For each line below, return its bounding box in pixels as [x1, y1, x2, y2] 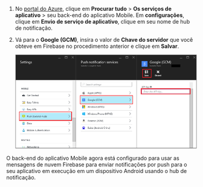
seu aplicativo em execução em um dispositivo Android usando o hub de [6, 167, 187, 174]
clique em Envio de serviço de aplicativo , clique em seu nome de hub [14, 18, 190, 25]
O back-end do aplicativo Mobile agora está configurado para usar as [6, 154, 179, 162]
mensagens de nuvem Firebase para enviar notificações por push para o [6, 160, 187, 168]
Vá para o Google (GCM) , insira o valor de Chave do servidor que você [14, 36, 193, 43]
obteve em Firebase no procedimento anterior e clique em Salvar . [14, 42, 179, 50]
